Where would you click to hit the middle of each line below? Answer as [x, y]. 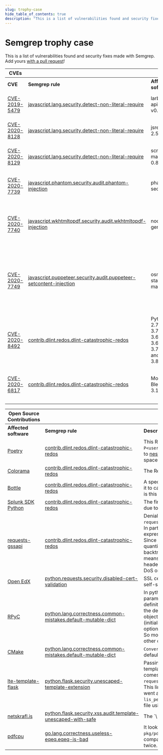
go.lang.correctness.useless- [79, 733]
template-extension [68, 687]
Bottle [14, 488]
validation [56, 584]
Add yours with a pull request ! [35, 61]
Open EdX [19, 582]
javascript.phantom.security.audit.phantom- [78, 183]
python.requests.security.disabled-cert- [91, 579]
